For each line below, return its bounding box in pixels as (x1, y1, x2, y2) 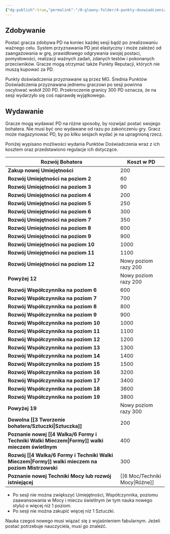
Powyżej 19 (8, 405, 37, 412)
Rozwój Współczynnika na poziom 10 (8, 319, 100, 326)
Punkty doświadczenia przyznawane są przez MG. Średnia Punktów (5, 76, 148, 83)
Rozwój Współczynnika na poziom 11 (8, 327, 100, 335)
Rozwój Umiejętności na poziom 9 (8, 233, 92, 240)
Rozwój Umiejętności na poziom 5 (8, 200, 92, 207)
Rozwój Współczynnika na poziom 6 (8, 286, 97, 294)
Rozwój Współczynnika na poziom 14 (8, 352, 100, 359)
